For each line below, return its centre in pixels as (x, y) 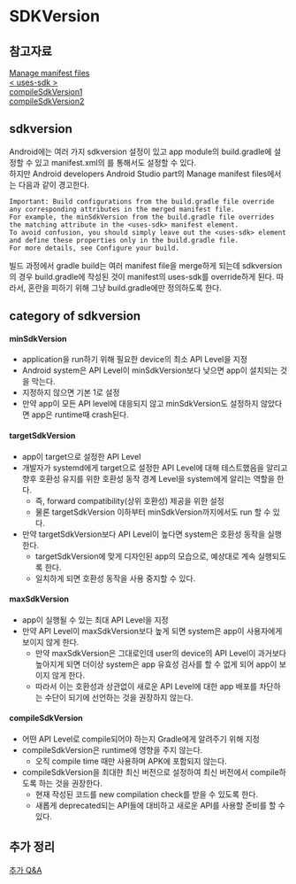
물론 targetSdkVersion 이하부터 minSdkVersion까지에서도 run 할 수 (153, 512)
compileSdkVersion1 (46, 92)
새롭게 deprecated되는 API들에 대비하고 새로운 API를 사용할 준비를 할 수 (160, 806)
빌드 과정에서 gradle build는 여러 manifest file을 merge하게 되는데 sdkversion (146, 265)
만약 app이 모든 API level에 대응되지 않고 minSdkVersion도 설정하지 (140, 404)
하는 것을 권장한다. (71, 783)
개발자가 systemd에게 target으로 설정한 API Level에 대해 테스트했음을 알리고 (155, 468)
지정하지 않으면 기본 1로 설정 (71, 392)
